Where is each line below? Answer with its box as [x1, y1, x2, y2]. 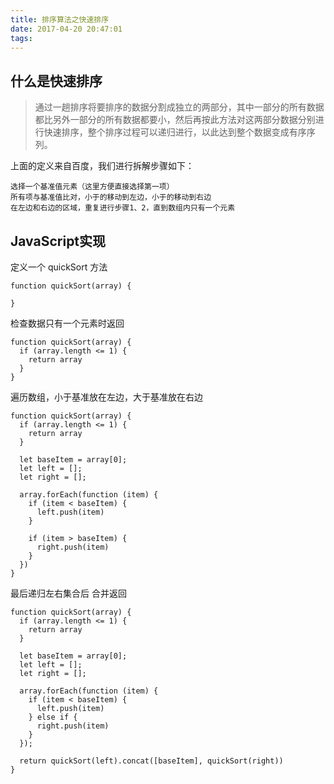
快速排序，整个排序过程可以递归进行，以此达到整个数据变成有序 [43, 126, 307, 138]
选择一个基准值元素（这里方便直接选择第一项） [10, 182, 175, 192]
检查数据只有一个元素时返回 [10, 317, 125, 329]
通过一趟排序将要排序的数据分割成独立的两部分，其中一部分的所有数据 [34, 101, 325, 113]
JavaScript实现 [10, 232, 107, 250]
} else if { [28, 712, 78, 722]
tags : [10, 33, 33, 43]
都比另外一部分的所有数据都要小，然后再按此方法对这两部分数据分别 [34, 114, 316, 126]
